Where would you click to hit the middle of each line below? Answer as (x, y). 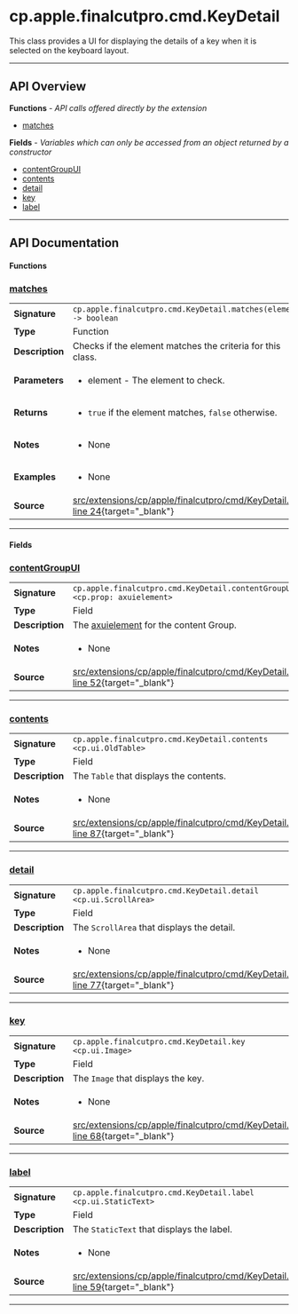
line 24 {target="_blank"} (123, 511)
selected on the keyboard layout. (69, 50)
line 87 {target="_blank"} (123, 834)
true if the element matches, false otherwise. (182, 413)
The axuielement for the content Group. (154, 625)
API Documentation (64, 243)
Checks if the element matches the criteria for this (176, 346)
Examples (35, 477)
